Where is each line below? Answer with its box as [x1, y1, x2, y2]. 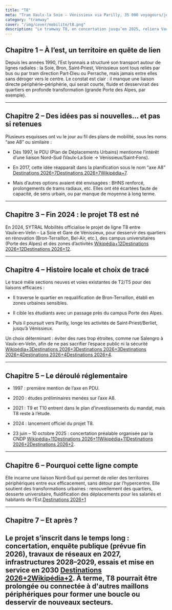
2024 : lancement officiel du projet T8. [12, 420, 94, 427]
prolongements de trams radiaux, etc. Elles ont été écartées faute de [12, 185, 158, 191]
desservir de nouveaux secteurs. [5, 598, 114, 606]
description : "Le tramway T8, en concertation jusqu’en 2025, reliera [5, 27, 159, 32]
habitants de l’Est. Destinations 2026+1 [5, 496, 87, 503]
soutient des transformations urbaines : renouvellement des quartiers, [5, 486, 153, 491]
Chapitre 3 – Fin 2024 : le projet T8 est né [5, 210, 139, 219]
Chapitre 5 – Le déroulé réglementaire [5, 371, 128, 380]
